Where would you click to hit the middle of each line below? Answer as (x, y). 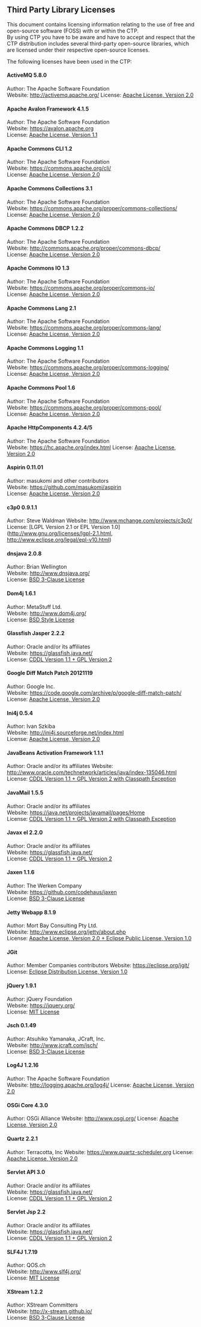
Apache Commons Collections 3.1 (49, 189)
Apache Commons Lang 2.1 (42, 308)
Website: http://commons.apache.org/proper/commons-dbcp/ (84, 248)
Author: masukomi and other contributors (58, 481)
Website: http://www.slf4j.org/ (44, 1272)
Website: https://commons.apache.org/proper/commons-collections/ (92, 208)
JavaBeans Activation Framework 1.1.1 (55, 752)
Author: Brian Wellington (37, 567)
